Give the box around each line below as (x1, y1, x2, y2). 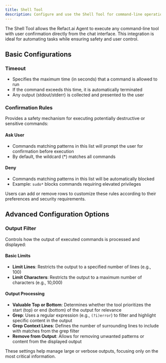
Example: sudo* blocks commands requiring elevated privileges (12, 181, 141, 187)
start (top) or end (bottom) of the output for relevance (12, 307, 122, 313)
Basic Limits (5, 253, 31, 259)
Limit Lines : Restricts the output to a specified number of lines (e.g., (12, 264, 152, 270)
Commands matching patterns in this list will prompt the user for (12, 143, 143, 149)
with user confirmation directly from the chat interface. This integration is (5, 31, 154, 37)
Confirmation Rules (5, 104, 53, 111)
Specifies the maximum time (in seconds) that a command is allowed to (12, 76, 158, 82)
